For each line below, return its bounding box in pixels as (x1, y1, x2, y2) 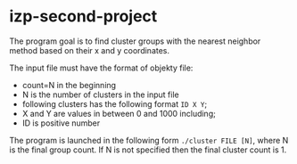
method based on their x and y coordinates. (9, 45, 170, 55)
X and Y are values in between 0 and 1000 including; (21, 108, 216, 119)
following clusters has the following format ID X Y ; (21, 98, 208, 109)
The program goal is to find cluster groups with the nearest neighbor (9, 36, 261, 46)
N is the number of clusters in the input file (21, 89, 180, 100)
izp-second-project (9, 6, 158, 27)
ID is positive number (21, 118, 101, 128)
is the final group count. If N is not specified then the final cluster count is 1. (9, 144, 287, 155)
